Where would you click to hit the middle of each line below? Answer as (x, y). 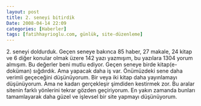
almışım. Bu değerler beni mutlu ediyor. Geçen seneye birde (81, 65)
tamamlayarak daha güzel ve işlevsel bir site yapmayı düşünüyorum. (92, 97)
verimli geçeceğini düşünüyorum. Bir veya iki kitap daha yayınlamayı (92, 78)
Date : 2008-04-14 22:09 (37, 23)
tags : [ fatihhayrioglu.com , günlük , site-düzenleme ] (75, 35)
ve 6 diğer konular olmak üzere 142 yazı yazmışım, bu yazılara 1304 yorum (100, 58)
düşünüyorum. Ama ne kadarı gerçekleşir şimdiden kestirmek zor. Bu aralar (100, 84)
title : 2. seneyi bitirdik (41, 18)
